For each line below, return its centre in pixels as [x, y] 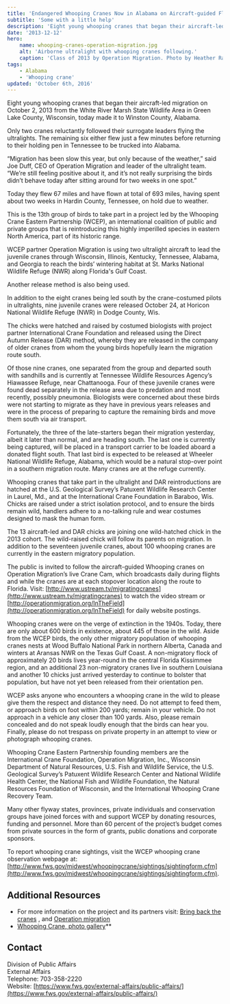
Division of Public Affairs [42, 964]
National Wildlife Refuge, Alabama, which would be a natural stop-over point [115, 462]
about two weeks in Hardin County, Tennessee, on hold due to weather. [108, 201]
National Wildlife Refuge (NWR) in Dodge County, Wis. [84, 313]
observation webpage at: [42, 859]
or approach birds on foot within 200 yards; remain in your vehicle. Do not [111, 710]
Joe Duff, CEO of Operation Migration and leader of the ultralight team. [107, 166]
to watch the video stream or [165, 596]
